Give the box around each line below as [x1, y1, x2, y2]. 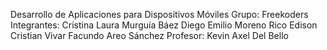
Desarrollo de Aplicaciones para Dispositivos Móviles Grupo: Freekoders [10, 9, 309, 20]
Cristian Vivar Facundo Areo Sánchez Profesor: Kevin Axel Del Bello [10, 30, 289, 41]
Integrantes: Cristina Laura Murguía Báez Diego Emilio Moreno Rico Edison [10, 19, 318, 31]
